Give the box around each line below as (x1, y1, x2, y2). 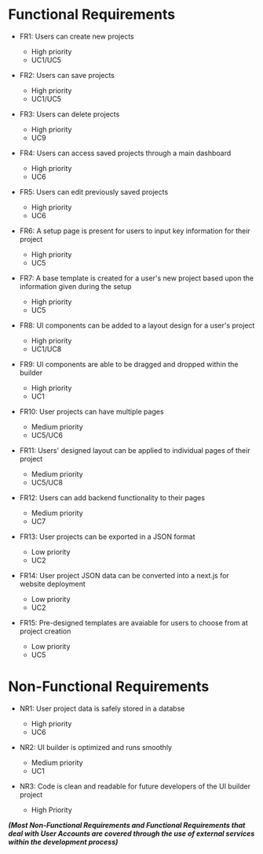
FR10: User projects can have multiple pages (19, 407, 164, 416)
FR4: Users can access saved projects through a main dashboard (19, 148, 232, 158)
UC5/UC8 (31, 477, 63, 487)
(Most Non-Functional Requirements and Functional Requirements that (8, 820, 246, 830)
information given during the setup (19, 281, 132, 291)
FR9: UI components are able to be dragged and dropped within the (19, 359, 239, 369)
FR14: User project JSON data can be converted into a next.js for (19, 570, 229, 580)
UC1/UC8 (31, 344, 62, 354)
